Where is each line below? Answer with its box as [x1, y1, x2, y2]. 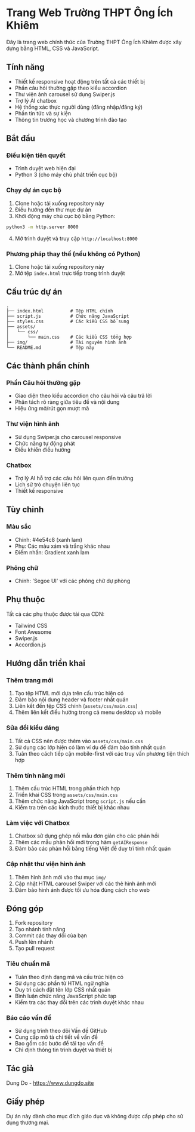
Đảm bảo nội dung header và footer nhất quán [14, 696, 129, 703]
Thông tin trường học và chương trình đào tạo [14, 116, 127, 123]
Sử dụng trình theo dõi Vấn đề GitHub [14, 1027, 107, 1035]
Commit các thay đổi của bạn [14, 932, 88, 939]
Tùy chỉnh [6, 505, 44, 515]
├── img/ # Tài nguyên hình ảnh [6, 339, 127, 345]
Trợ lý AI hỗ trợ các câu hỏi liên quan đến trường [14, 475, 134, 481]
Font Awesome [14, 628, 52, 636]
